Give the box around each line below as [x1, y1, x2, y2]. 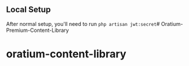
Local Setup [6, 5, 51, 15]
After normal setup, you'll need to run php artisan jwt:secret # [6, 20, 160, 27]
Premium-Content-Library [6, 27, 69, 34]
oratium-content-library [6, 47, 127, 61]
